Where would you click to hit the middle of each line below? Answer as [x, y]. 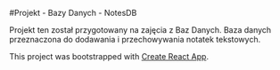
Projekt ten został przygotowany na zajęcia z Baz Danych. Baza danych [140, 30]
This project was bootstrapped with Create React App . [109, 56]
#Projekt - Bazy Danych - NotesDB [73, 13]
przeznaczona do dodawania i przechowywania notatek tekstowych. [135, 39]
